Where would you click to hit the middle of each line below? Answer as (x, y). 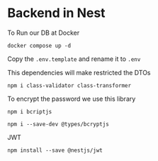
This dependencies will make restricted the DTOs (79, 72)
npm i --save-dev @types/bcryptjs (58, 124)
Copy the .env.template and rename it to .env (74, 59)
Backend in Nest (56, 13)
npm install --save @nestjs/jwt (55, 150)
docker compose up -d (39, 45)
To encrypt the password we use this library (72, 99)
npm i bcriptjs (30, 111)
